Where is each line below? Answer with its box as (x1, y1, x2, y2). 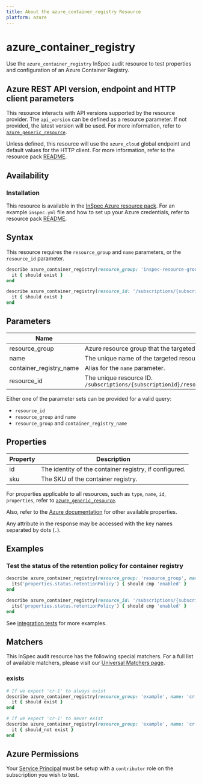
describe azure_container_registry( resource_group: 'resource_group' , (6, 575, 187, 581)
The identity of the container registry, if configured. (41, 465, 186, 473)
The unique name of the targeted (85, 354, 178, 362)
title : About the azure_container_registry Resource (6, 8, 141, 15)
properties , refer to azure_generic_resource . (6, 496, 117, 504)
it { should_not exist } (11, 726, 74, 733)
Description (96, 455, 130, 463)
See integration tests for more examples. (6, 619, 107, 626)
